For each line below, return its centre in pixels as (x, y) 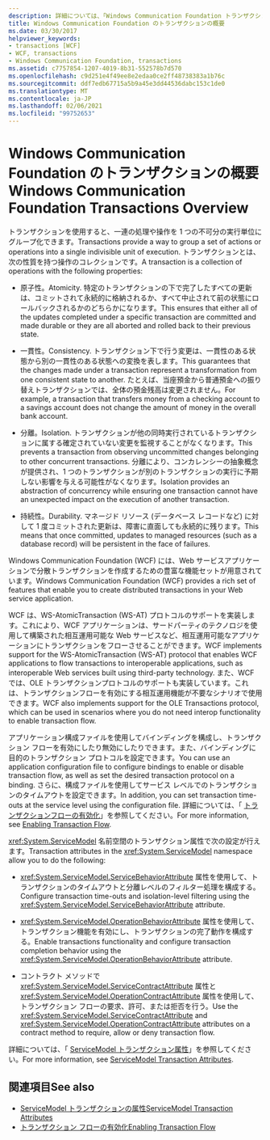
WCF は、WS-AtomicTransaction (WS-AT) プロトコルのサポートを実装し (128, 614)
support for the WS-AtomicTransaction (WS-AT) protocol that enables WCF (133, 654)
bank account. (44, 416)
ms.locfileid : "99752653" (52, 114)
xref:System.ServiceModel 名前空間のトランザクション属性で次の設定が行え (135, 841)
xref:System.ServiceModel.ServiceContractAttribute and (114, 1015)
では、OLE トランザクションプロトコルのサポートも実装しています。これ (129, 682)
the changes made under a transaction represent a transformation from (138, 369)
